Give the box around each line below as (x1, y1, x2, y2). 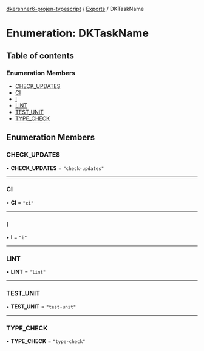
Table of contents (6, 50, 74, 61)
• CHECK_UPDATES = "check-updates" (6, 164, 104, 172)
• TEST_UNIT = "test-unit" (6, 303, 76, 310)
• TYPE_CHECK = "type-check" (6, 338, 86, 345)
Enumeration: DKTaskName (6, 27, 149, 40)
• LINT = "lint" (6, 268, 46, 276)
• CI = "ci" (6, 199, 34, 206)
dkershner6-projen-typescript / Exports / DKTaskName (6, 5, 144, 12)
